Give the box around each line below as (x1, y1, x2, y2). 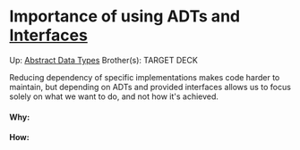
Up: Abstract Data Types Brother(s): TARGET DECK (9, 54, 199, 65)
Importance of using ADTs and (9, 6, 240, 27)
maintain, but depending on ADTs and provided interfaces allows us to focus (9, 81, 291, 92)
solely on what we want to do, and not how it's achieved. (9, 91, 219, 102)
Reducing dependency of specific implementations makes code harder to (9, 71, 280, 82)
